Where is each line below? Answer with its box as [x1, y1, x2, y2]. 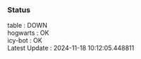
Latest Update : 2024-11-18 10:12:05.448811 [7, 44, 135, 53]
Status [7, 5, 30, 15]
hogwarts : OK [7, 28, 50, 37]
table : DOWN [7, 21, 47, 30]
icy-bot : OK [7, 36, 43, 45]
